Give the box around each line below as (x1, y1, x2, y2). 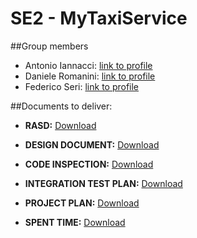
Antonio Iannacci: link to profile (24, 59, 153, 71)
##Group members (10, 40, 89, 52)
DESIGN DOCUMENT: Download (24, 138, 160, 151)
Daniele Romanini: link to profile (24, 70, 156, 82)
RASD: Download (24, 119, 97, 131)
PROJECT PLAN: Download (24, 197, 140, 209)
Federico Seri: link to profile (24, 80, 140, 92)
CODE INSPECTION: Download (24, 158, 154, 170)
